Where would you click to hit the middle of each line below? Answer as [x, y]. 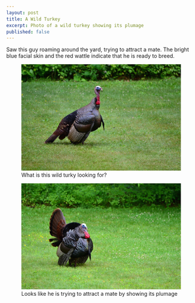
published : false [28, 32]
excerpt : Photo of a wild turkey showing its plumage [75, 25]
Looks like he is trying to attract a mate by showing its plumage [99, 294]
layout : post [23, 13]
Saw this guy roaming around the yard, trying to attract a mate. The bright [98, 50]
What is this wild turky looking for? [64, 175]
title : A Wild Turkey [33, 19]
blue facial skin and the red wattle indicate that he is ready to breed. [91, 56]
